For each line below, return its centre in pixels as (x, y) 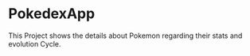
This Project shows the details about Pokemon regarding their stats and (125, 35)
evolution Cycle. (35, 43)
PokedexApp (52, 14)
